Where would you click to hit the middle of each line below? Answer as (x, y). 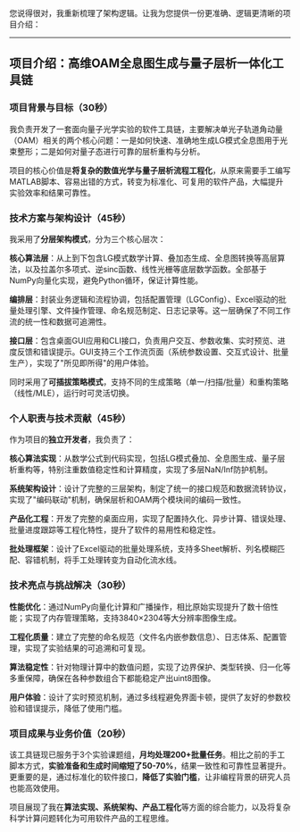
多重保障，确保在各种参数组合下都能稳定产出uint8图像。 (112, 678)
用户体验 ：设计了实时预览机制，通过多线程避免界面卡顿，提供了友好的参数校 (150, 697)
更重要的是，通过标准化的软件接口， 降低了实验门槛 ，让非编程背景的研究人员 (150, 777)
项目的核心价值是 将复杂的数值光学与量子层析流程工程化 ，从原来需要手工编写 (150, 170)
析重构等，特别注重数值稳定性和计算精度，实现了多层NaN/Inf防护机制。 (141, 470)
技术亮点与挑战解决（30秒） (70, 586)
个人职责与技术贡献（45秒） (70, 418)
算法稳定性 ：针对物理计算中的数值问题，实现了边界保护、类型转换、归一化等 (150, 667)
